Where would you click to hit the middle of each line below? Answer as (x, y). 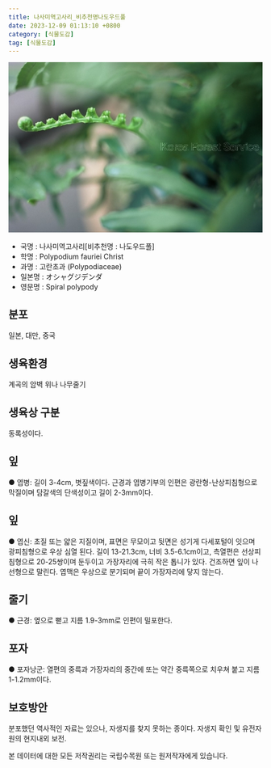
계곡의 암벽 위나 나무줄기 (47, 385)
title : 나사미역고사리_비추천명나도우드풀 (67, 17)
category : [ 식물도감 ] (41, 34)
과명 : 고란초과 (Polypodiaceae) (71, 266)
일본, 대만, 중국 (32, 335)
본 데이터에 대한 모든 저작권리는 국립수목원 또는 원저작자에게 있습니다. (118, 756)
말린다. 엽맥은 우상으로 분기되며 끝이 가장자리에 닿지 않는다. (129, 572)
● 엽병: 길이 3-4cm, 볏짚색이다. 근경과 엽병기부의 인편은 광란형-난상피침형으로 (133, 482)
